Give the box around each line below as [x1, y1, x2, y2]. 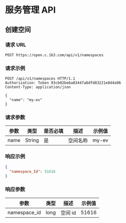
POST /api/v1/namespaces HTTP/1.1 [5, 76, 76, 81]
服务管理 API [5, 4, 56, 16]
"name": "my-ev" [9, 98, 42, 102]
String [25, 137, 39, 144]
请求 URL [5, 41, 26, 48]
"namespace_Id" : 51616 [9, 169, 56, 174]
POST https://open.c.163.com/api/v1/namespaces [5, 52, 104, 58]
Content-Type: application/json [5, 85, 71, 90]
